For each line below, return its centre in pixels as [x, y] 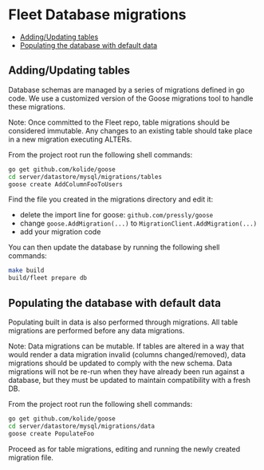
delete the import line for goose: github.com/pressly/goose [116, 215]
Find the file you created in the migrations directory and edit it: [111, 199]
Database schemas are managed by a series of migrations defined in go [126, 90]
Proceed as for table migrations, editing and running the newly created [124, 448]
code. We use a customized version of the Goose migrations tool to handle [131, 98]
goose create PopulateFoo [51, 433]
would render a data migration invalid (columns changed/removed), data [127, 354]
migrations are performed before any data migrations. [97, 330]
